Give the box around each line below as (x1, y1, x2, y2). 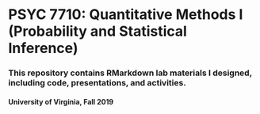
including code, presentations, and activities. (8, 78, 186, 89)
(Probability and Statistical (8, 22, 188, 40)
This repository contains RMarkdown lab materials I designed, (8, 67, 252, 78)
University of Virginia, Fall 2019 (8, 97, 114, 106)
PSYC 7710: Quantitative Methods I (8, 6, 243, 24)
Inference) (8, 40, 78, 57)
